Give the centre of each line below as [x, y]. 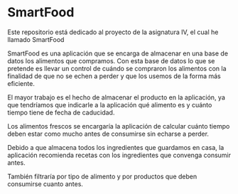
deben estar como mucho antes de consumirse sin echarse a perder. [108, 134]
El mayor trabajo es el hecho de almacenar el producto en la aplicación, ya [117, 97]
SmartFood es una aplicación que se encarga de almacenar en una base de [118, 53]
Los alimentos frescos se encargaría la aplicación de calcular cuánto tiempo [119, 126]
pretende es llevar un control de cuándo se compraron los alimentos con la [117, 68]
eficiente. [21, 83]
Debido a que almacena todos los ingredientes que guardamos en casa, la [116, 147]
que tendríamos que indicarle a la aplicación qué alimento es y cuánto [110, 104]
